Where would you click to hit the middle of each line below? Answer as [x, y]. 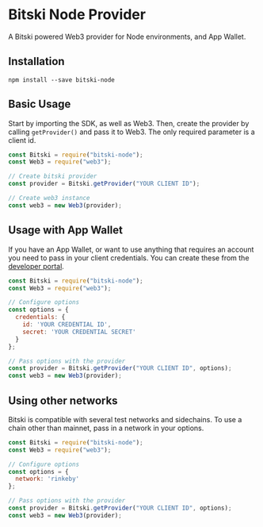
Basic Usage [40, 104]
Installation [36, 62]
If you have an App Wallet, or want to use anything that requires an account [131, 249]
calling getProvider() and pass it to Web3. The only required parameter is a [131, 132]
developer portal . [36, 266]
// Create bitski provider [53, 176]
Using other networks [63, 400]
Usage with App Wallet [65, 231]
